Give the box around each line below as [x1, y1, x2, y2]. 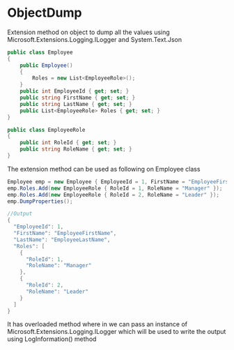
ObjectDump [7, 5, 82, 21]
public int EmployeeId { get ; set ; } [19, 88, 130, 95]
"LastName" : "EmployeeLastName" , [13, 236, 111, 243]
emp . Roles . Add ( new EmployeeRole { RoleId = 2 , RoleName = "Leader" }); [7, 191, 220, 198]
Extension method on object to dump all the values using [7, 28, 171, 36]
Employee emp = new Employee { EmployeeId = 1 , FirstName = [7, 178, 186, 185]
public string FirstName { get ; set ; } [19, 94, 136, 102]
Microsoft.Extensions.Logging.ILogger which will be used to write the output [7, 328, 226, 336]
